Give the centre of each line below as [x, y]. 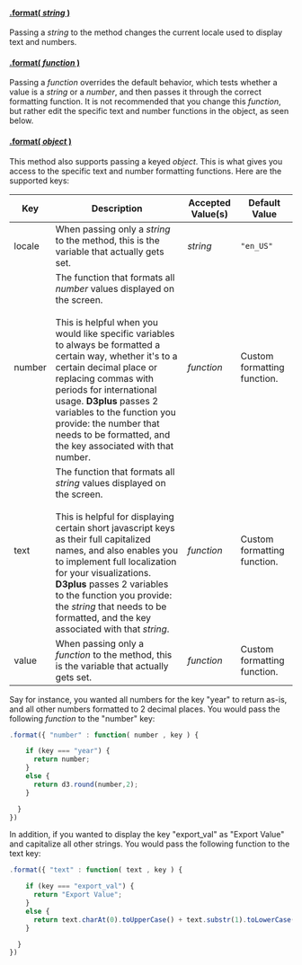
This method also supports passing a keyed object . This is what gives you [146, 161]
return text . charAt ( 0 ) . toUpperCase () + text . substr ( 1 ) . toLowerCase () [166, 920]
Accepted [209, 202]
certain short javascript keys [115, 527]
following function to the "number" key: [82, 718]
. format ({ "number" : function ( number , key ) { [104, 735]
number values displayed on [115, 288]
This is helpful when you [107, 322]
